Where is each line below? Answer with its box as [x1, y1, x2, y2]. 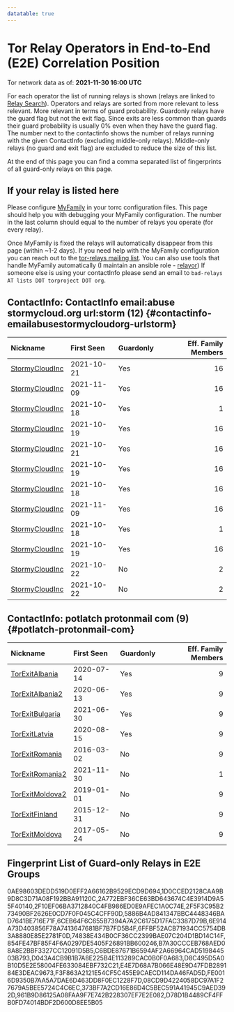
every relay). [7, 225, 44, 234]
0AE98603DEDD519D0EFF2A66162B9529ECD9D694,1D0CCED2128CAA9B [7, 887, 224, 895]
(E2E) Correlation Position [7, 55, 160, 70]
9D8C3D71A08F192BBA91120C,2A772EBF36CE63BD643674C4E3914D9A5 [7, 894, 224, 902]
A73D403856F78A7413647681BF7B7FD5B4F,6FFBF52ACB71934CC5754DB [7, 924, 226, 932]
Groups [7, 868, 40, 880]
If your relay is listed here [7, 184, 120, 196]
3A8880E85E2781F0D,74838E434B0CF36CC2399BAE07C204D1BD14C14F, [7, 931, 226, 939]
